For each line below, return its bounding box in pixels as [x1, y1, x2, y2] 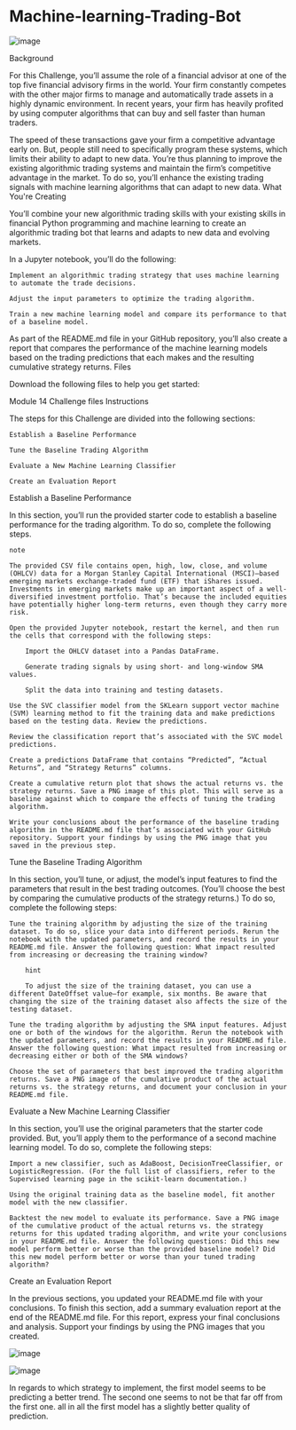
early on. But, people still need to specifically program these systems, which [9, 144, 288, 155]
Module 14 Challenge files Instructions [9, 395, 149, 406]
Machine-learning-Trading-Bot [9, 6, 242, 27]
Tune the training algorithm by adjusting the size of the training [9, 919, 268, 928]
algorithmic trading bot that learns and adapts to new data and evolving [9, 226, 270, 237]
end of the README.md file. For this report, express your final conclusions [9, 1312, 281, 1323]
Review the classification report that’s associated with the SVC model [9, 732, 284, 741]
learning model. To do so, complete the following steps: [9, 1141, 213, 1152]
